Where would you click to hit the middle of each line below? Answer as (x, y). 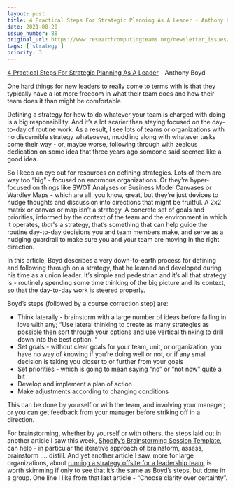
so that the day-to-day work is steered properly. (76, 290)
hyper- (200, 180)
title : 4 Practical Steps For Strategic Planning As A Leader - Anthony (115, 20)
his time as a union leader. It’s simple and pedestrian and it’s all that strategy (117, 275)
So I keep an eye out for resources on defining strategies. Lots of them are (114, 173)
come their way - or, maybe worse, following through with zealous (102, 144)
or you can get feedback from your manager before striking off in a (104, 412)
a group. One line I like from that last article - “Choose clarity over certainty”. (117, 477)
